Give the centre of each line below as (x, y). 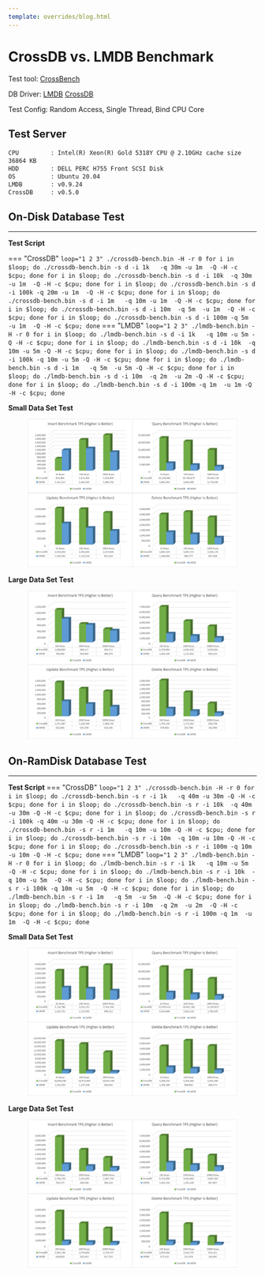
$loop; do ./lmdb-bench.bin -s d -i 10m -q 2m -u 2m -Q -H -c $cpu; (127, 377)
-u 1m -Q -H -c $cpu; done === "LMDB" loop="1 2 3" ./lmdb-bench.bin (128, 326)
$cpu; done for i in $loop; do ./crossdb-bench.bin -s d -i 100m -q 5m (128, 318)
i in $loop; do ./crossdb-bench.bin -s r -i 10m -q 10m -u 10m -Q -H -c (132, 838)
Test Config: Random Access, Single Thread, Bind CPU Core (106, 109)
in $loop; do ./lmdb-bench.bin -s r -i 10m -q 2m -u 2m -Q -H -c (123, 905)
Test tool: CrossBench (44, 78)
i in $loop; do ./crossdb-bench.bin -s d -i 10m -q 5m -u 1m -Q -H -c (132, 309)
